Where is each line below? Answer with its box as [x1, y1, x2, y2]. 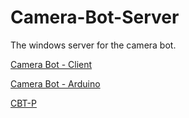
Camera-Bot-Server [10, 6, 180, 29]
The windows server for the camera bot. [10, 39, 177, 51]
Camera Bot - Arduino [10, 77, 101, 90]
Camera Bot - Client [10, 58, 93, 70]
